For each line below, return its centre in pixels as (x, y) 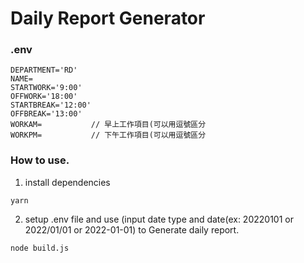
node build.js (40, 248)
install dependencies (67, 182)
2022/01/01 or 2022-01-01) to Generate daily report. (132, 229)
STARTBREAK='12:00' (51, 105)
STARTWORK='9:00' (46, 88)
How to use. (40, 160)
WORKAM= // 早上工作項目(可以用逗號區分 (108, 125)
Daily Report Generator (108, 18)
